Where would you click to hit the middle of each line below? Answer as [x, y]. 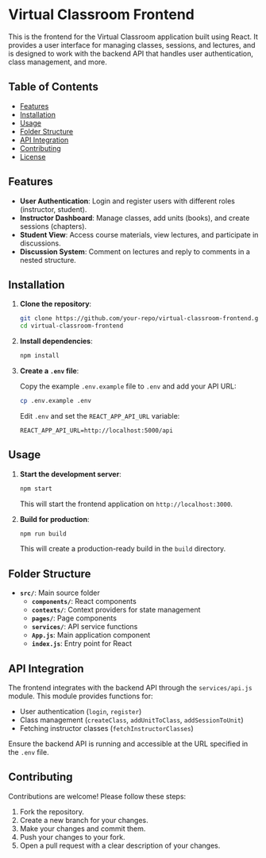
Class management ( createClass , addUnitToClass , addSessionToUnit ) [131, 720]
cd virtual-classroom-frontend [71, 326]
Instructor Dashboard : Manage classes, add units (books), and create [135, 218]
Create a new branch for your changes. [84, 820]
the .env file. [29, 752]
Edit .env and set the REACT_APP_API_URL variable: [100, 415]
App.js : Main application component [91, 635]
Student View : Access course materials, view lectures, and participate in [139, 234]
